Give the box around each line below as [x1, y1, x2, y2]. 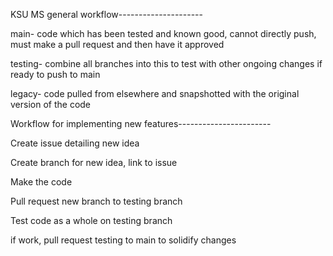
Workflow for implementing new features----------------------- [10, 118, 272, 129]
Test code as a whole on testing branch [10, 215, 173, 226]
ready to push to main [10, 69, 101, 80]
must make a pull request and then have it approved [10, 39, 225, 50]
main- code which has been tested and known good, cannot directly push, [10, 28, 317, 39]
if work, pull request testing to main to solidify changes [10, 234, 237, 246]
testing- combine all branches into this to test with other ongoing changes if [10, 58, 323, 69]
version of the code [10, 99, 92, 110]
